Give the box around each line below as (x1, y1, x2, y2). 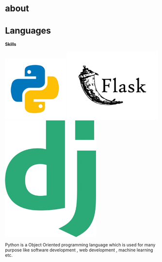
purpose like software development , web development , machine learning (5, 247, 153, 253)
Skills (5, 41, 16, 47)
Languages (5, 25, 51, 37)
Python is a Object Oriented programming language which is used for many (5, 242, 156, 247)
